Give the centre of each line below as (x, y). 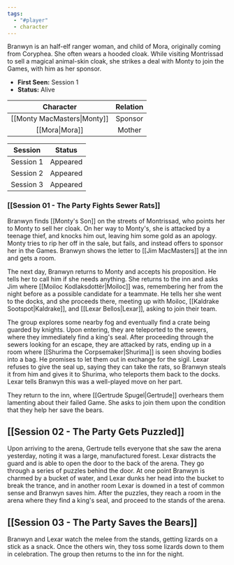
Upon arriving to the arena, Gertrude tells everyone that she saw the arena (114, 448)
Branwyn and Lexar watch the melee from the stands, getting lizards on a (112, 539)
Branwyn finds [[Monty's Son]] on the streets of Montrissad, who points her (116, 221)
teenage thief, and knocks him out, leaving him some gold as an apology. (112, 235)
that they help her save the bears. (56, 410)
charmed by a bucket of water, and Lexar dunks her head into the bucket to (116, 478)
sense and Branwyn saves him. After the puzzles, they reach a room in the (114, 493)
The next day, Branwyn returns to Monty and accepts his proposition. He (112, 271)
